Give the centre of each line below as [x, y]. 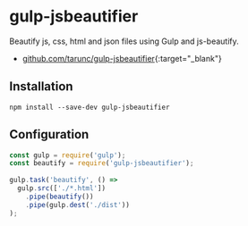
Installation [41, 87]
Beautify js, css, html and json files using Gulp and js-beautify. [124, 41]
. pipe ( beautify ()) [60, 197]
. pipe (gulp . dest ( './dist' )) [77, 205]
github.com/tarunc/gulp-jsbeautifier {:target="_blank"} [122, 58]
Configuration [49, 134]
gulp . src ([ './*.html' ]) [61, 188]
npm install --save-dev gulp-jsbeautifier [90, 107]
